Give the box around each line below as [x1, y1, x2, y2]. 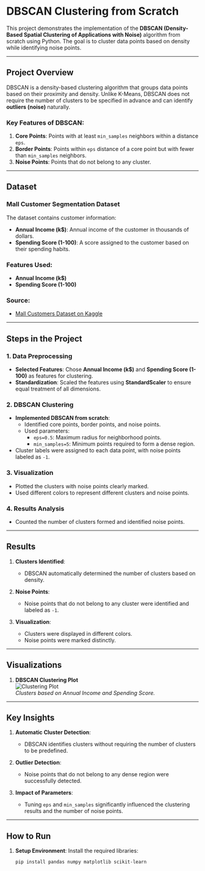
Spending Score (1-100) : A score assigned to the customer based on [15, 238, 189, 246]
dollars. [15, 232, 35, 240]
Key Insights [6, 712, 55, 722]
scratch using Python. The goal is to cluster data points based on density [6, 37, 190, 45]
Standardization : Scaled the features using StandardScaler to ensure [15, 379, 192, 386]
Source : [6, 296, 31, 304]
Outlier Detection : [15, 759, 62, 766]
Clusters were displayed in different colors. [24, 630, 132, 637]
